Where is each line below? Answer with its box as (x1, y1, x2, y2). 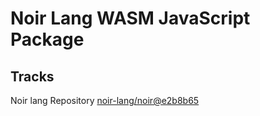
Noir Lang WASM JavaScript (10, 7, 251, 30)
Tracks (10, 68, 55, 85)
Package (10, 28, 85, 51)
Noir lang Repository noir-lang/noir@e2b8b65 (10, 95, 200, 106)
